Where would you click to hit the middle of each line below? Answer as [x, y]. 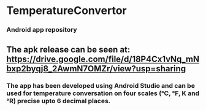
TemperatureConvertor [67, 11]
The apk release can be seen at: [68, 49]
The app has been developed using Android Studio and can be [101, 86]
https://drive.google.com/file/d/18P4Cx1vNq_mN [103, 59]
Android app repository [42, 30]
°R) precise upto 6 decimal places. [59, 101]
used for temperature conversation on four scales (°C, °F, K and [103, 93]
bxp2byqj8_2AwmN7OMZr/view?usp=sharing [96, 69]
